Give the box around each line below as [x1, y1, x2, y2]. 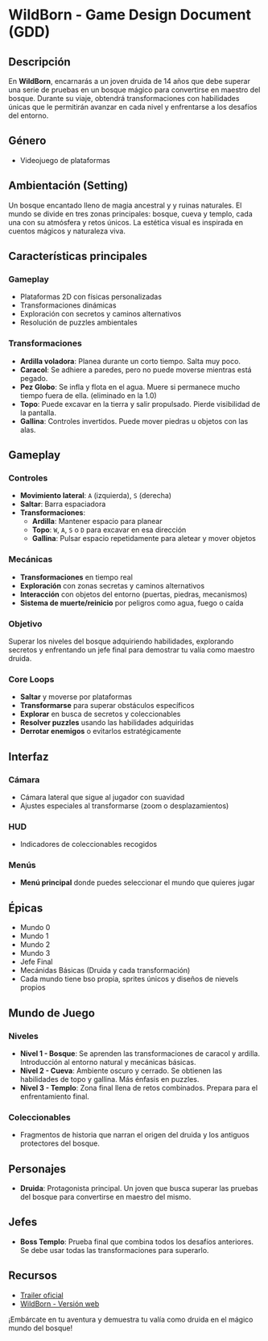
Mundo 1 [19, 931, 49, 941]
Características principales [8, 249, 147, 263]
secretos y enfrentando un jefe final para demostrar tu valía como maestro [8, 644, 255, 655]
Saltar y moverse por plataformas [19, 692, 133, 702]
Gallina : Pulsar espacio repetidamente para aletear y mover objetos [31, 534, 256, 543]
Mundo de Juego [8, 1006, 95, 1020]
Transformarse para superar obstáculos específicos [19, 701, 195, 710]
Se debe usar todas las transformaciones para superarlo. [19, 1245, 209, 1255]
